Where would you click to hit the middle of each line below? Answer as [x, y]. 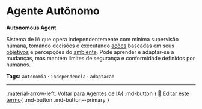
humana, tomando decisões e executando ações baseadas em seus [90, 46]
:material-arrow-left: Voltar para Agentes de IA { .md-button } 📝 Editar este [98, 93]
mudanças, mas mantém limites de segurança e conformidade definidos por [101, 58]
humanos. [19, 65]
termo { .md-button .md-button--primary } [58, 99]
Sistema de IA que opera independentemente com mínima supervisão [93, 39]
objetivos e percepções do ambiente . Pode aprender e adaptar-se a [90, 52]
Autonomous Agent [31, 28]
